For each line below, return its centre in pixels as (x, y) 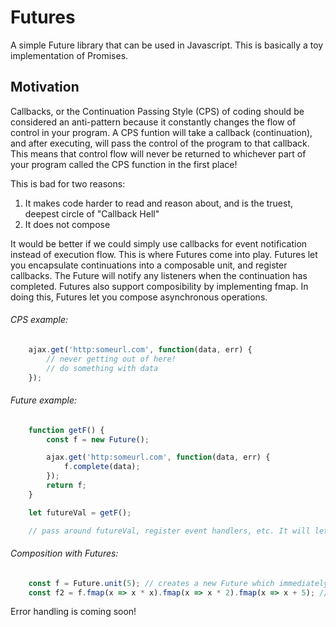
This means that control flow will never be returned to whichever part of (158, 153)
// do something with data (102, 368)
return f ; (66, 486)
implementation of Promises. (69, 55)
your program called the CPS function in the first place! (124, 164)
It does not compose (67, 224)
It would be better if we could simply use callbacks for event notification (159, 243)
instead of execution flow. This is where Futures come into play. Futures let (164, 254)
